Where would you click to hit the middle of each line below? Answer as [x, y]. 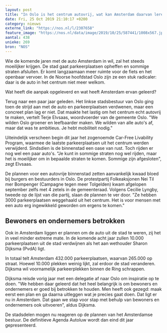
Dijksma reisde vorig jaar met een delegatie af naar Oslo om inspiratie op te [82, 279]
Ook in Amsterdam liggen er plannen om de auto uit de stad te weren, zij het [83, 233]
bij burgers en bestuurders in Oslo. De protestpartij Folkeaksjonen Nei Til [80, 179]
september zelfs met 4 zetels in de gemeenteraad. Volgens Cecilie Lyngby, [82, 189]
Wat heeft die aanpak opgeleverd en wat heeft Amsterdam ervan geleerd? [81, 92]
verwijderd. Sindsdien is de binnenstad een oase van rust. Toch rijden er [79, 148]
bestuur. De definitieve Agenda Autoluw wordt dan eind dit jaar [70, 320]
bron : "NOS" [17, 47]
